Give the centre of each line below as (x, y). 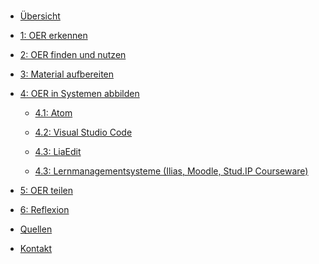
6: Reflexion (44, 209)
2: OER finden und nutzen (73, 54)
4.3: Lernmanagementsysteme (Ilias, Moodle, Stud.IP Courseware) (171, 171)
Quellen (36, 229)
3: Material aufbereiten (67, 74)
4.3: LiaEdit (58, 151)
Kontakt (36, 248)
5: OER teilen (46, 190)
